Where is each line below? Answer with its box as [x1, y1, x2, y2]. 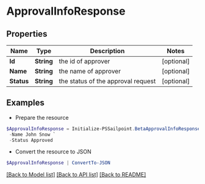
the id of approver [59, 57, 110, 65]
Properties [6, 29, 48, 39]
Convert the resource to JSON [15, 148, 92, 155]
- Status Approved [9, 137, 53, 143]
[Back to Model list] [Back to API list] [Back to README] [6, 171, 146, 178]
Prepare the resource [15, 114, 69, 121]
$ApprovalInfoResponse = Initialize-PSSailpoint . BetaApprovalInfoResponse [6, 125, 201, 132]
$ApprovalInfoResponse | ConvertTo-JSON [6, 160, 111, 166]
